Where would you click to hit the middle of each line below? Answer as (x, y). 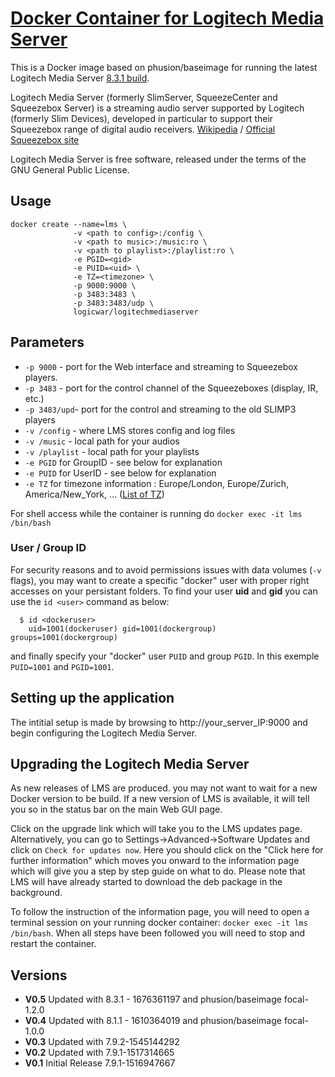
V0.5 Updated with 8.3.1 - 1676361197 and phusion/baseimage (153, 999)
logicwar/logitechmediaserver (136, 312)
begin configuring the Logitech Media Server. (104, 733)
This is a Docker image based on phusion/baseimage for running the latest (164, 67)
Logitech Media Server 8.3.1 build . (80, 78)
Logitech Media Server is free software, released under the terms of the (158, 159)
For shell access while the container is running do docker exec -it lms (156, 513)
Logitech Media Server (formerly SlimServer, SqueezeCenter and (144, 97)
